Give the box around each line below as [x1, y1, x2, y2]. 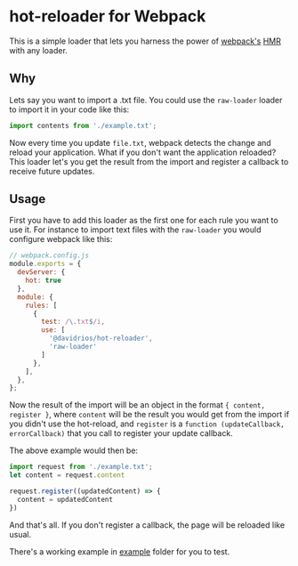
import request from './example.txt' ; [9, 463, 153, 472]
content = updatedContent [17, 495, 114, 504]
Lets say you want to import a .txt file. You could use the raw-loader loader [9, 94, 283, 105]
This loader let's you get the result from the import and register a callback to [9, 156, 289, 166]
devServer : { [17, 268, 66, 277]
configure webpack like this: [9, 234, 113, 245]
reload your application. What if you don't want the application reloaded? [9, 147, 277, 158]
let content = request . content [9, 471, 125, 480]
